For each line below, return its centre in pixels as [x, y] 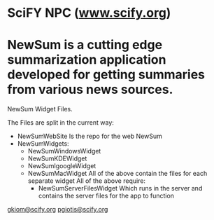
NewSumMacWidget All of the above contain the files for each [117, 174]
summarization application [87, 60]
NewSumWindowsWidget [64, 151]
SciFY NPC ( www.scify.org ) [89, 13]
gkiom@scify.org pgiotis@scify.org [58, 209]
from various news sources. [90, 90]
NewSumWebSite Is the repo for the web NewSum [90, 136]
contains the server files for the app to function [106, 196]
